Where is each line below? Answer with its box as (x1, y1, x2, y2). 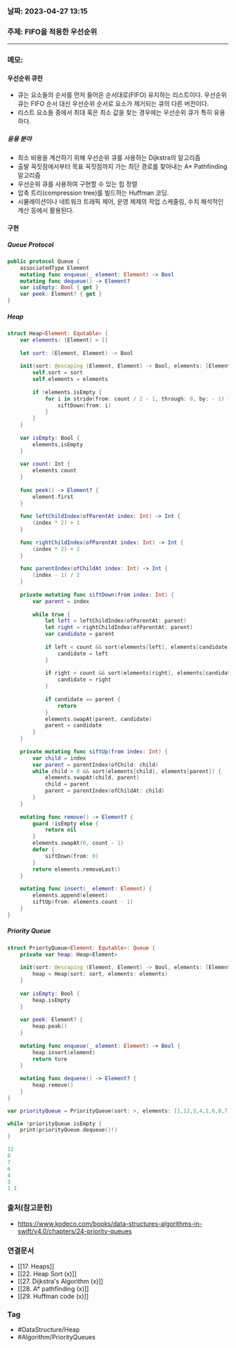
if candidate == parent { (44, 696, 121, 703)
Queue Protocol (7, 240, 54, 249)
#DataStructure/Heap (17, 1326, 80, 1334)
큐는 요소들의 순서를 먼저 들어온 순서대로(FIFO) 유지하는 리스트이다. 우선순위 (17, 91, 227, 99)
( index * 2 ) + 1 (32, 519, 80, 526)
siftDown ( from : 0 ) (44, 853, 99, 860)
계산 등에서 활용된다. (17, 206, 74, 215)
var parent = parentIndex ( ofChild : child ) (32, 761, 159, 768)
